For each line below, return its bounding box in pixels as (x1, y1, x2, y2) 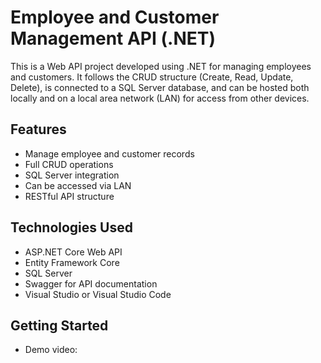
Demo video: (24, 344, 78, 356)
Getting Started (10, 317, 109, 334)
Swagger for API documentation (24, 277, 158, 290)
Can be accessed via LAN (24, 179, 132, 191)
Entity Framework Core (24, 256, 120, 268)
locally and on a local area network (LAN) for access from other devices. (10, 92, 310, 104)
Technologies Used (10, 219, 133, 236)
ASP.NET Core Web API (24, 246, 123, 258)
